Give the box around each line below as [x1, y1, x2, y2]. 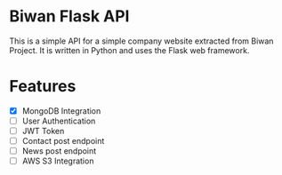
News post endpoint [21, 146, 97, 156]
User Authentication [21, 115, 96, 126]
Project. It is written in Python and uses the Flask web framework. [9, 44, 250, 55]
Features [9, 76, 77, 97]
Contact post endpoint [21, 136, 105, 147]
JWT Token [21, 126, 65, 136]
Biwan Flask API [9, 6, 130, 27]
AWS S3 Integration [21, 155, 94, 166]
